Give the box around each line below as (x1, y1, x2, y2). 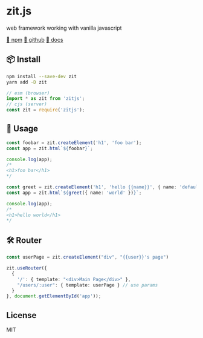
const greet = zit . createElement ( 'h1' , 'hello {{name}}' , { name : (6, 184, 177, 190)
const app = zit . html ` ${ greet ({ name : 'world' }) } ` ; (6, 190, 142, 196)
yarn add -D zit (6, 79, 47, 85)
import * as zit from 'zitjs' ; (6, 96, 85, 102)
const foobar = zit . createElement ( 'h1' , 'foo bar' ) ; (6, 139, 142, 146)
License (6, 310, 37, 320)
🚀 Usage (6, 124, 38, 134)
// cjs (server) (6, 101, 47, 107)
